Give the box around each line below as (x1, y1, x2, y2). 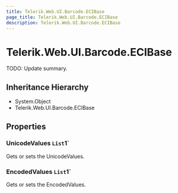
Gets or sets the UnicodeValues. (6, 153, 85, 160)
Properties (6, 121, 46, 131)
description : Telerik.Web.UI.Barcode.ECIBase (6, 20, 120, 26)
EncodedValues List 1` (6, 167, 71, 176)
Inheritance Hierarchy (6, 82, 89, 92)
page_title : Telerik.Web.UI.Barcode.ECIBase (6, 14, 118, 20)
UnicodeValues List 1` (6, 139, 69, 147)
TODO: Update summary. (6, 65, 68, 72)
